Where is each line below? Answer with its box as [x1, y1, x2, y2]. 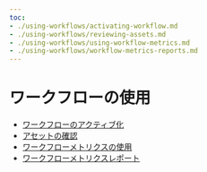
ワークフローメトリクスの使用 [22, 142, 133, 152]
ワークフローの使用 [9, 88, 151, 108]
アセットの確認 [22, 131, 78, 142]
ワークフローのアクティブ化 [22, 119, 125, 130]
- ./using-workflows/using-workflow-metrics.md [9, 38, 191, 47]
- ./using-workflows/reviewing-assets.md [9, 30, 167, 39]
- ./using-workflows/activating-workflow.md [9, 21, 178, 30]
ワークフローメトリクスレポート [22, 153, 141, 164]
